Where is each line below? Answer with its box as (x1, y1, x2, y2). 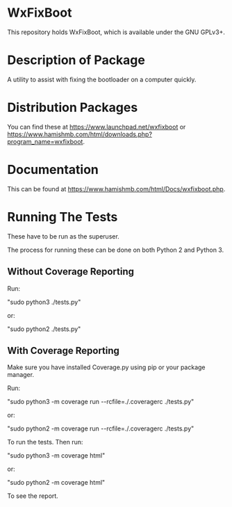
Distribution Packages (7, 99, 138, 115)
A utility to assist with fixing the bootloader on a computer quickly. (7, 75, 197, 83)
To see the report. (7, 492, 59, 500)
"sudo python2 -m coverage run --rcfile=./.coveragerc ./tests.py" (7, 424, 194, 433)
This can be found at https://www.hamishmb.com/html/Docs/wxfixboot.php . (7, 184, 226, 193)
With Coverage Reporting (7, 344, 120, 356)
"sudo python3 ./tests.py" (7, 298, 81, 306)
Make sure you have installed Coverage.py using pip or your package (7, 363, 206, 371)
